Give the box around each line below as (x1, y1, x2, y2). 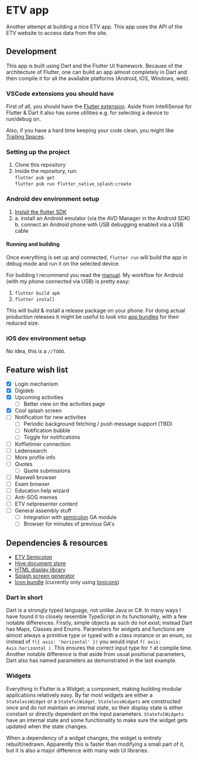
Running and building (6, 240, 60, 248)
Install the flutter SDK (14, 208, 67, 216)
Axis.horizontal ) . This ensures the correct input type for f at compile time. (6, 644, 193, 651)
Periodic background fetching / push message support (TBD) (23, 420, 173, 428)
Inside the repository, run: (14, 168, 78, 175)
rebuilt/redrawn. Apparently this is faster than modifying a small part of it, (6, 741, 185, 748)
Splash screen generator (14, 572, 75, 579)
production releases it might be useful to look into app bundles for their (6, 313, 179, 320)
